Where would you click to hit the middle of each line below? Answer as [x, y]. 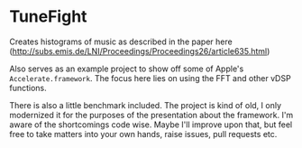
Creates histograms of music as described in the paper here [121, 42]
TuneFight [48, 17]
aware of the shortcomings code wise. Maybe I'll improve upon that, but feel [151, 125]
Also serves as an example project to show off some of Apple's [127, 69]
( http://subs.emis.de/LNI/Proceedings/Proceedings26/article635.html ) [140, 51]
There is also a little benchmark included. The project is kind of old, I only [146, 105]
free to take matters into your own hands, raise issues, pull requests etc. [143, 134]
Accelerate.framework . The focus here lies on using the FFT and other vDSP [150, 78]
